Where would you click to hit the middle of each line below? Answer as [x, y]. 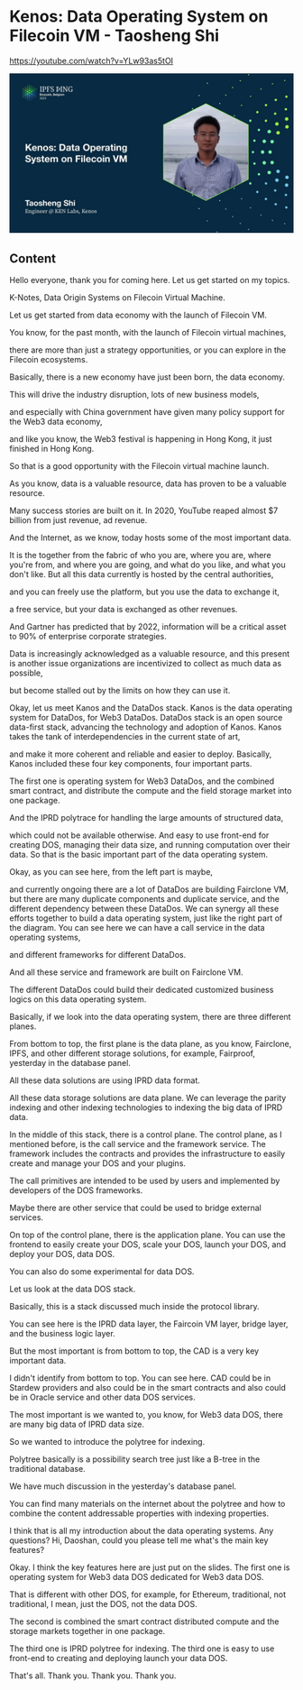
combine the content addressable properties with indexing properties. [139, 1513]
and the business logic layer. [62, 1334]
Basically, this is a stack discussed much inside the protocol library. [134, 1307]
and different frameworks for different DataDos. [98, 955]
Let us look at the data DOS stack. [73, 1289]
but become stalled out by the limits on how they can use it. [120, 691]
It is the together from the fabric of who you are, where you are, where [141, 556]
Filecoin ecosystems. [49, 360]
